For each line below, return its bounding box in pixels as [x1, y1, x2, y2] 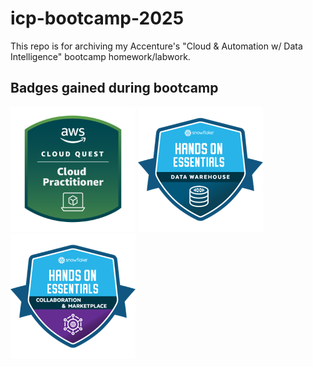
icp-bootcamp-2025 [10, 7, 185, 30]
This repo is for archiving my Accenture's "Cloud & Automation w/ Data [10, 40, 303, 52]
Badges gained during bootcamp [10, 80, 219, 97]
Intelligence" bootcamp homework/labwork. [10, 50, 191, 62]
